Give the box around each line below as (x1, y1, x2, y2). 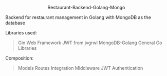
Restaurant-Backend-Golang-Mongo (47, 5, 125, 10)
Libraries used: (5, 30, 37, 35)
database (5, 20, 26, 26)
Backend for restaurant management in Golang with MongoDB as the (5, 14, 152, 20)
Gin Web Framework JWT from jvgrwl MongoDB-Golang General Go (17, 40, 163, 46)
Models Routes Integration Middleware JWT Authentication (17, 65, 143, 71)
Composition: (5, 55, 34, 61)
